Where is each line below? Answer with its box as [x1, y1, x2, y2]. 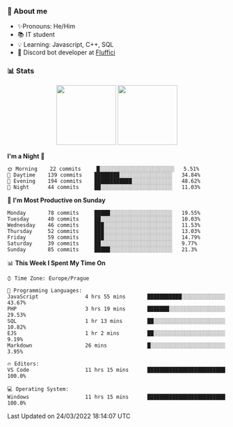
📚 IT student [17, 31, 56, 39]
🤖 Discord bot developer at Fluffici [17, 48, 116, 57]
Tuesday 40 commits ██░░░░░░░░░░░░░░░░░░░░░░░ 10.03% [7, 216, 200, 223]
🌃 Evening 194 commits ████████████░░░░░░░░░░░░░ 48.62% [7, 177, 200, 184]
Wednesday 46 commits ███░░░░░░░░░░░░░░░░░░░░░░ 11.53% [7, 221, 200, 229]
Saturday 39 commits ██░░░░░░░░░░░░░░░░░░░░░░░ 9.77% [7, 240, 198, 247]
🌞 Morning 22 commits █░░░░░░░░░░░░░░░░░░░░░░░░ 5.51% [7, 165, 200, 172]
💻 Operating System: [7, 385, 70, 393]
